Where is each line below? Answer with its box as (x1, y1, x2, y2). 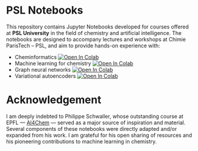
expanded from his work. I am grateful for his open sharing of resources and (6, 131, 192, 139)
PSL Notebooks (6, 4, 84, 17)
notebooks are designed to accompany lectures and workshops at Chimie (6, 36, 186, 43)
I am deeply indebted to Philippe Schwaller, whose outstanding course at (6, 113, 184, 120)
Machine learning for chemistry (14, 60, 92, 67)
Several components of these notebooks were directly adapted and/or (6, 125, 177, 132)
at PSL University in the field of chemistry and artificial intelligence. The (6, 29, 182, 36)
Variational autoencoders (14, 72, 76, 79)
